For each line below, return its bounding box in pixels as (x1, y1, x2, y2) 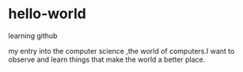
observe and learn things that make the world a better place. (8, 55, 206, 64)
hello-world (8, 5, 87, 23)
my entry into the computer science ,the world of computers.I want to (8, 46, 235, 55)
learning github (8, 31, 58, 40)
